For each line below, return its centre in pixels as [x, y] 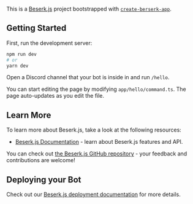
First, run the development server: [49, 43]
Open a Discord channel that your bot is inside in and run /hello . [88, 77]
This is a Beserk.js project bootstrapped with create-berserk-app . [89, 9]
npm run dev [21, 54]
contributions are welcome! [41, 160]
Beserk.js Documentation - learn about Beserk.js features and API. [99, 142]
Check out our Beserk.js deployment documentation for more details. [93, 194]
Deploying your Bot [44, 180]
